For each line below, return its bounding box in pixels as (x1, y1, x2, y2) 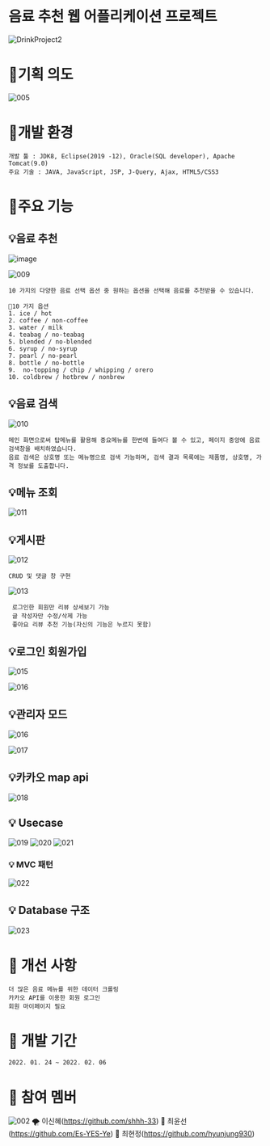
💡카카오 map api (8, 771, 89, 785)
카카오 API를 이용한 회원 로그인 (8, 993, 101, 1002)
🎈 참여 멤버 (8, 1088, 77, 1106)
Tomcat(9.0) (8, 159, 49, 167)
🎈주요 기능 (8, 197, 74, 215)
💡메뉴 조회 (8, 486, 58, 499)
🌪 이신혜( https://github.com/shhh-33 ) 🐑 (32, 1116, 166, 1126)
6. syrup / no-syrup (8, 344, 78, 352)
